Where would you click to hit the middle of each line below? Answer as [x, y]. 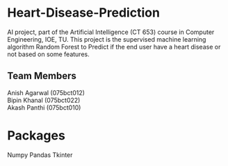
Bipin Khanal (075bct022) [44, 100]
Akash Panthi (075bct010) [44, 107]
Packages [36, 135]
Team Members [42, 76]
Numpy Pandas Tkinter [40, 155]
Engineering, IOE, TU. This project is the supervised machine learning [107, 39]
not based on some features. [48, 54]
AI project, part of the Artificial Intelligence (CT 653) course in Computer [111, 32]
